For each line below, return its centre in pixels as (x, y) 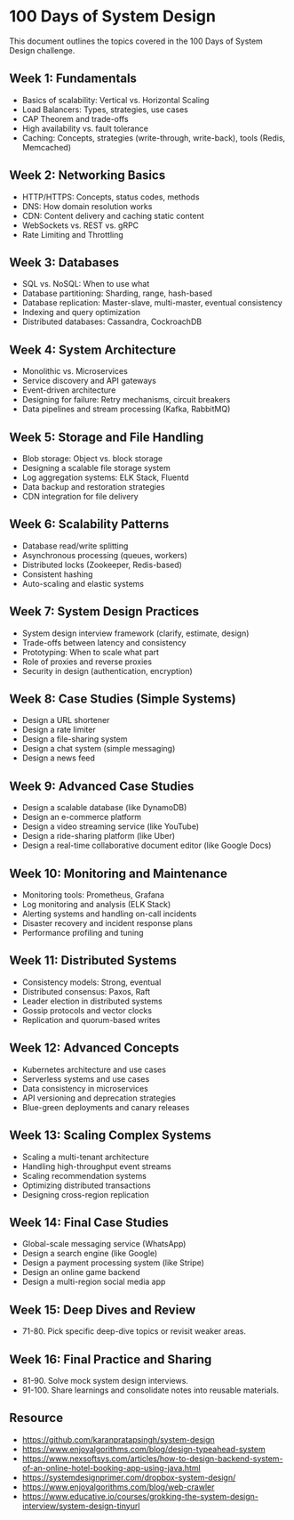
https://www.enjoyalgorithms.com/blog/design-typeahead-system (143, 1449)
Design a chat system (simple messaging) (99, 749)
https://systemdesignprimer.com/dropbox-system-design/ (129, 1477)
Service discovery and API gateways (89, 381)
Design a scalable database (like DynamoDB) (104, 808)
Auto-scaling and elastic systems (83, 583)
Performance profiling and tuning (83, 933)
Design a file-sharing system (75, 739)
